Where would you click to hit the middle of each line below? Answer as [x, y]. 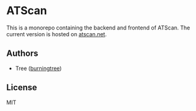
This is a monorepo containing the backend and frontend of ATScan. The [98, 28]
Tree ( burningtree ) [39, 68]
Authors [22, 54]
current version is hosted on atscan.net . [57, 34]
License [22, 87]
